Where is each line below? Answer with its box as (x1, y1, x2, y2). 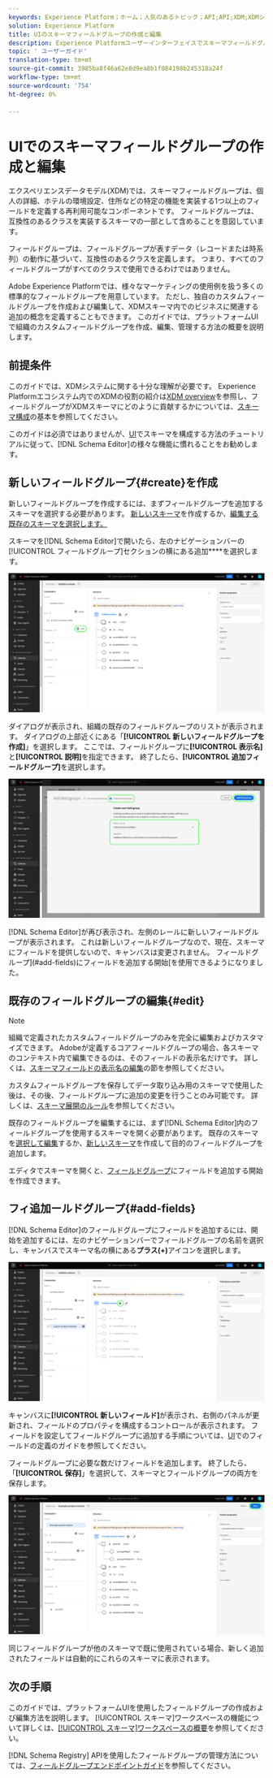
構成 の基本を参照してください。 (15, 412, 123, 422)
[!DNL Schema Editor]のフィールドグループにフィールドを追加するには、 (8, 1225, 252, 1235)
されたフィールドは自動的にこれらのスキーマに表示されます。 (8, 1654, 214, 1663)
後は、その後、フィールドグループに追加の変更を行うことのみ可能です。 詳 (8, 1091, 258, 1101)
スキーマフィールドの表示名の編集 (29, 1063, 144, 1073)
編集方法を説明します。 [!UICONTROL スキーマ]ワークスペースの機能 (15, 1712, 245, 1722)
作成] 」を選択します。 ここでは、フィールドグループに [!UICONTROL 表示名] (8, 742, 263, 751)
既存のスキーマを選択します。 (8, 518, 108, 528)
